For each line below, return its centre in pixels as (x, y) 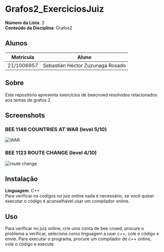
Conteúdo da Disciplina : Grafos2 (39, 28)
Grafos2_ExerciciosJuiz (55, 9)
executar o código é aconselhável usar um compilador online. (67, 201)
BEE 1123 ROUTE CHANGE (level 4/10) (51, 153)
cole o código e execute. (30, 244)
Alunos (16, 43)
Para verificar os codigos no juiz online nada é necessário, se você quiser (80, 196)
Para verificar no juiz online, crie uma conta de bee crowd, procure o (74, 228)
